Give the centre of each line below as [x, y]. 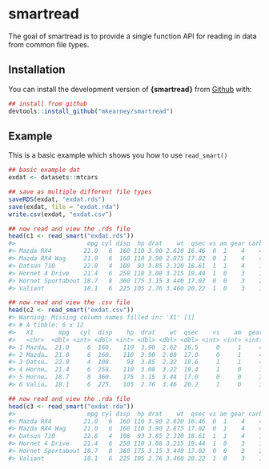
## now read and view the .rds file [69, 229]
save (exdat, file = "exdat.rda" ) [64, 206]
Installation [37, 70]
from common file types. [49, 44]
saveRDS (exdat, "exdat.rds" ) [57, 199]
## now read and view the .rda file [69, 399]
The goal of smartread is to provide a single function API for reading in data [133, 36]
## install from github [48, 104]
